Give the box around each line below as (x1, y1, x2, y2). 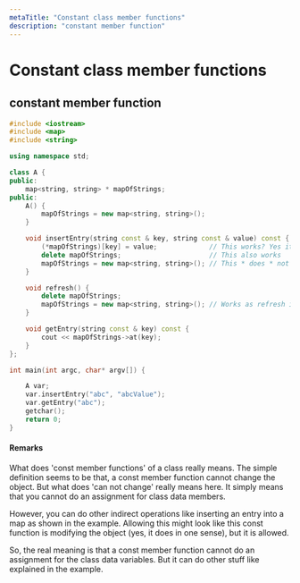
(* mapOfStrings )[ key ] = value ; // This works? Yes (41, 242, 281, 251)
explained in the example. (9, 563, 104, 574)
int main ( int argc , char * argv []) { (9, 366, 146, 375)
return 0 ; (25, 415, 62, 424)
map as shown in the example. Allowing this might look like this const (9, 518, 263, 528)
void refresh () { (25, 283, 90, 292)
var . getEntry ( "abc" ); (25, 399, 105, 408)
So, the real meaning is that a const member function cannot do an (9, 545, 255, 555)
